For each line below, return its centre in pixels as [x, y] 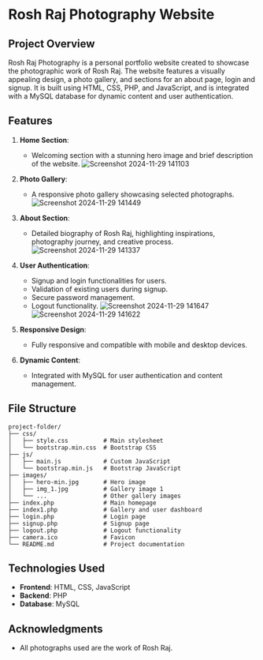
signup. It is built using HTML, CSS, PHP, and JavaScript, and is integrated [129, 88]
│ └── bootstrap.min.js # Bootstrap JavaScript [94, 468]
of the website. [56, 163]
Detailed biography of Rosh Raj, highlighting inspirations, [123, 233]
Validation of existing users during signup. [100, 289]
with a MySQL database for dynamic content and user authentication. [121, 96]
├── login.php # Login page [77, 516]
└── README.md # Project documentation [96, 544]
